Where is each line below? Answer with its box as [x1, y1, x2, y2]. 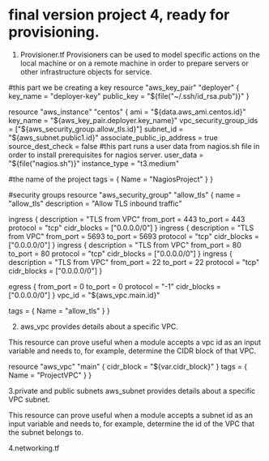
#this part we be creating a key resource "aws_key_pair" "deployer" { [8, 83, 240, 92]
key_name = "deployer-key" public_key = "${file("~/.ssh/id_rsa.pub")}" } [8, 91, 250, 100]
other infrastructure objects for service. [19, 66, 152, 76]
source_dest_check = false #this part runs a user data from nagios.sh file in [8, 141, 260, 151]
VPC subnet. [8, 395, 51, 404]
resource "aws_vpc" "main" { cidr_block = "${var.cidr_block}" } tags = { [8, 361, 248, 371]
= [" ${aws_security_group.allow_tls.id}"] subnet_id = [8, 124, 184, 134]
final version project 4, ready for [8, 6, 230, 24]
